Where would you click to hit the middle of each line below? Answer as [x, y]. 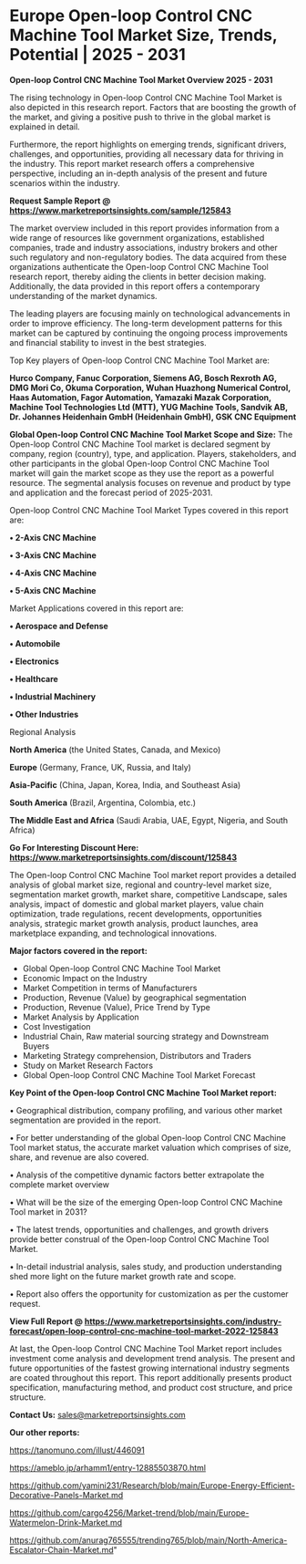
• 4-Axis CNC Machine [53, 573]
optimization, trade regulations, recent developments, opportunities [136, 914]
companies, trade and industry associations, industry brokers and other [143, 247]
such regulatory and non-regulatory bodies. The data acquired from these [148, 257]
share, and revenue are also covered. [79, 1157]
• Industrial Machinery [53, 696]
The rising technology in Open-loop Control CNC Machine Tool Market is [146, 98]
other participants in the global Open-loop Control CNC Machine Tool [140, 463]
